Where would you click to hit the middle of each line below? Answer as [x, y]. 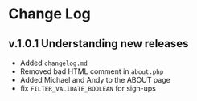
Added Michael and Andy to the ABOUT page [95, 80]
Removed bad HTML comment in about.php [92, 71]
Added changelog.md [54, 63]
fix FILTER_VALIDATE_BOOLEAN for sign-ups [88, 88]
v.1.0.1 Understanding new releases [98, 44]
